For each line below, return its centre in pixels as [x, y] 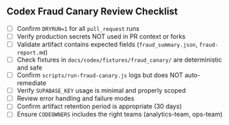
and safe [30, 68]
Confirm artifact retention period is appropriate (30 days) [99, 106]
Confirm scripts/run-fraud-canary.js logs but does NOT [100, 75]
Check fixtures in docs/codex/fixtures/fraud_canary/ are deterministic [119, 60]
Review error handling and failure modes [76, 98]
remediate [31, 83]
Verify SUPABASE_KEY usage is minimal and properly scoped [101, 91]
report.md [31, 53]
